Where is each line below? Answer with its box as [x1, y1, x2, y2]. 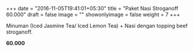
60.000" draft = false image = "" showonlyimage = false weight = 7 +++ [6, 11, 180, 18]
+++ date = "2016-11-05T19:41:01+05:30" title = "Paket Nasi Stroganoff [6, 5, 179, 12]
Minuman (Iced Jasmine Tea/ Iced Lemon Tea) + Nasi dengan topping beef [6, 23, 188, 29]
